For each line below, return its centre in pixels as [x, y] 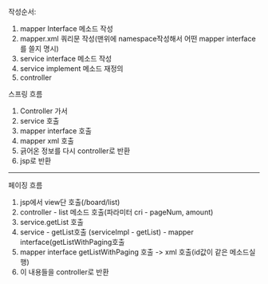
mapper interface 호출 [55, 131]
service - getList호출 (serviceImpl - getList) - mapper [106, 232]
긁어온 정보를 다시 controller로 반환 [75, 151]
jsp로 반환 [35, 161]
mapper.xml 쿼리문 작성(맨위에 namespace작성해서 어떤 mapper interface [138, 39]
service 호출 [39, 121]
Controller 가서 [43, 111]
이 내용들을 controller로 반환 [64, 272]
